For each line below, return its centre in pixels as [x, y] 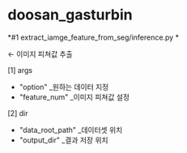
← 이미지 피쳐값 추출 [40, 53]
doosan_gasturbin [70, 15]
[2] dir [18, 113]
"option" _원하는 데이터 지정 [64, 87]
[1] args [20, 70]
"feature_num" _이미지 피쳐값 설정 [74, 97]
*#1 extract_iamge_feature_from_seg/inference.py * [93, 37]
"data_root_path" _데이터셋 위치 [71, 130]
